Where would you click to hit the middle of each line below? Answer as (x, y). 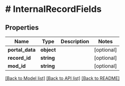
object (48, 50)
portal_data (22, 50)
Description (75, 42)
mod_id (17, 66)
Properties (22, 28)
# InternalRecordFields (53, 9)
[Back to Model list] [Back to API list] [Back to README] (62, 78)
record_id (19, 58)
